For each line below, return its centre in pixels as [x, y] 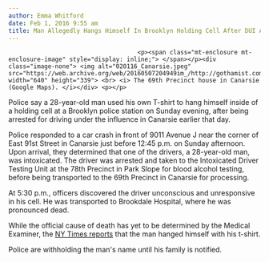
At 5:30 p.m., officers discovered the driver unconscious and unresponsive [132, 193]
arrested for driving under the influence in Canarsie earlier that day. [119, 119]
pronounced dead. [39, 210]
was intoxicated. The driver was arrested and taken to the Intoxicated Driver [133, 160]
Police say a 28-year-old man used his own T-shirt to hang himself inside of [133, 103]
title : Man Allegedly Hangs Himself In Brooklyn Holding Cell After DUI [132, 30]
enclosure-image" [37, 60]
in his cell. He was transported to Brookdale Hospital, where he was [120, 202]
